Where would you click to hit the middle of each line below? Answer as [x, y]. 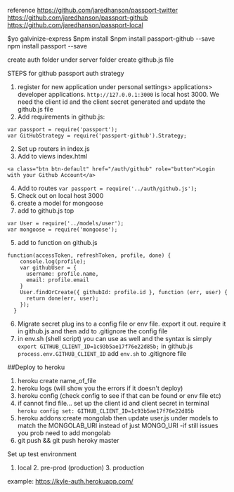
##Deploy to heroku [36, 367]
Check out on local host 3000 [60, 195]
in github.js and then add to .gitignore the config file [92, 331]
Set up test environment [42, 454]
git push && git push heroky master [68, 440]
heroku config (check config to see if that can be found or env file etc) [119, 395]
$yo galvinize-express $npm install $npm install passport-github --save [111, 39]
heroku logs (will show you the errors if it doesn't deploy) [100, 388]
